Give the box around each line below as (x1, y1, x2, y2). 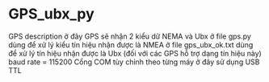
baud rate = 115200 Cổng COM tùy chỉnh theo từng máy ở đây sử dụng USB (8, 57, 260, 67)
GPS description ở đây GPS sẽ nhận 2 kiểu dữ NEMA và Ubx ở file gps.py (8, 31, 252, 41)
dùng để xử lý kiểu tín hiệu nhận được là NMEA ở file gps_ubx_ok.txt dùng (8, 39, 254, 49)
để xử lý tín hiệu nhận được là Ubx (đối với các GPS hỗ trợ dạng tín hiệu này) (8, 48, 263, 58)
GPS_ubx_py (8, 5, 95, 23)
